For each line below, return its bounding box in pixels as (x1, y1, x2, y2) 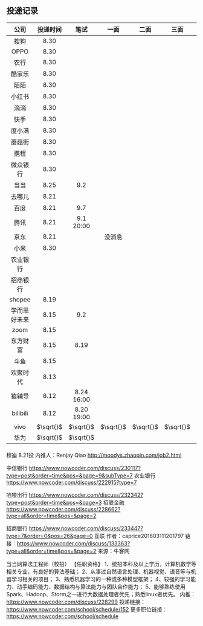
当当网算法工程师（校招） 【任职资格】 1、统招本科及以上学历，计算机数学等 (6, 560, 197, 568)
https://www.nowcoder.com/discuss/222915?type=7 (6, 479, 137, 486)
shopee (9, 295, 31, 303)
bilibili (11, 409, 28, 417)
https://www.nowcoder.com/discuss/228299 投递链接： (6, 598, 146, 605)
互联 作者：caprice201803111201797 (94, 533, 184, 540)
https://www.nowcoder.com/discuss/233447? (28, 525, 144, 532)
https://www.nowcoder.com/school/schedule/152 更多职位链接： (6, 606, 168, 613)
